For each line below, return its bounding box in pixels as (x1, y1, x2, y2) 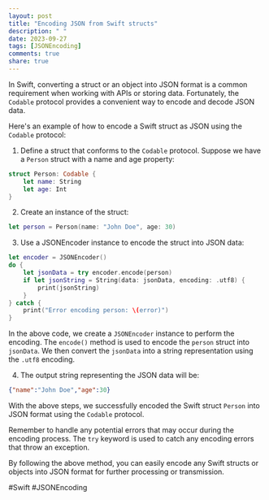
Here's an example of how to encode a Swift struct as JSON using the (8, 121, 242, 131)
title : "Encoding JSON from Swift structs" (8, 20, 158, 28)
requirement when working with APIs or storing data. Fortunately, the (8, 88, 240, 98)
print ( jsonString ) (37, 284, 100, 292)
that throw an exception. (8, 442, 90, 452)
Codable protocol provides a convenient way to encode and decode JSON (8, 97, 255, 107)
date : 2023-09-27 (8, 34, 67, 43)
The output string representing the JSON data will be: (20, 371, 200, 380)
